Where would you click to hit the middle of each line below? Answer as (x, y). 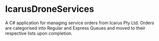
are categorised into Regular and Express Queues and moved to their (75, 28)
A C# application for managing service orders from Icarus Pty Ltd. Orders (80, 23)
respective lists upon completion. (39, 33)
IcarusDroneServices (50, 9)
